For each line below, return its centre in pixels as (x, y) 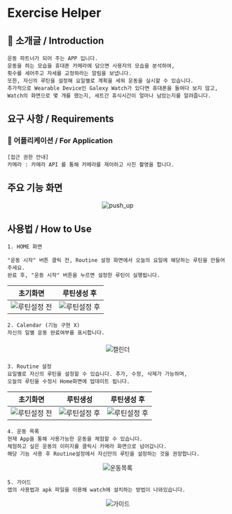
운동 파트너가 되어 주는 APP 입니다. (53, 58)
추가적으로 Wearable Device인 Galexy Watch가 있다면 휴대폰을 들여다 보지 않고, (113, 88)
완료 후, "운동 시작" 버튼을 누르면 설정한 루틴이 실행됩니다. (84, 275)
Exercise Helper (54, 13)
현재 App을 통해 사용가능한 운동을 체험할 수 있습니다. (75, 439)
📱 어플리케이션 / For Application (60, 140)
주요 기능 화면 (35, 188)
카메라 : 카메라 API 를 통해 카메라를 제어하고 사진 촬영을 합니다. (91, 164)
